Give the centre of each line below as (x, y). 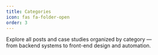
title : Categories (29, 12)
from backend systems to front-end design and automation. (79, 46)
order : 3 (17, 22)
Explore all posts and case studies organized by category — (79, 40)
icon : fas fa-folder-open (38, 17)
